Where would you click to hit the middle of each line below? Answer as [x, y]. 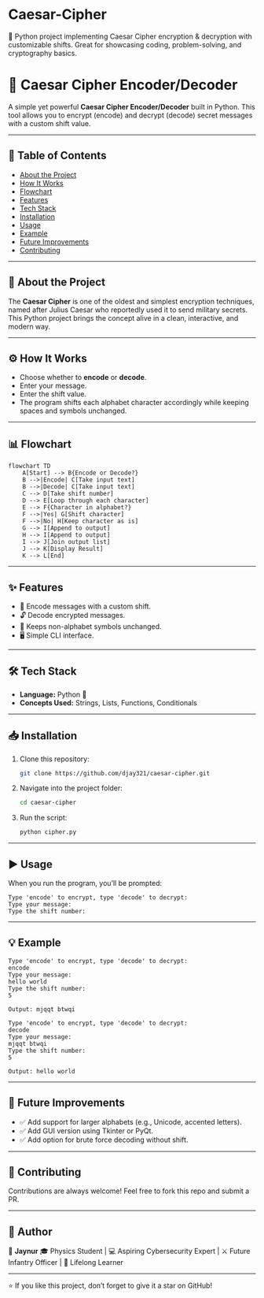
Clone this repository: [54, 759]
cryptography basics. [42, 53]
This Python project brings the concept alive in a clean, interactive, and [123, 318]
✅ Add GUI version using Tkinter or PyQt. [86, 1131]
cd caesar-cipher [48, 803]
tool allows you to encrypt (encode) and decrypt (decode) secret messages [130, 115]
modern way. [29, 326]
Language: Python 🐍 [53, 694]
